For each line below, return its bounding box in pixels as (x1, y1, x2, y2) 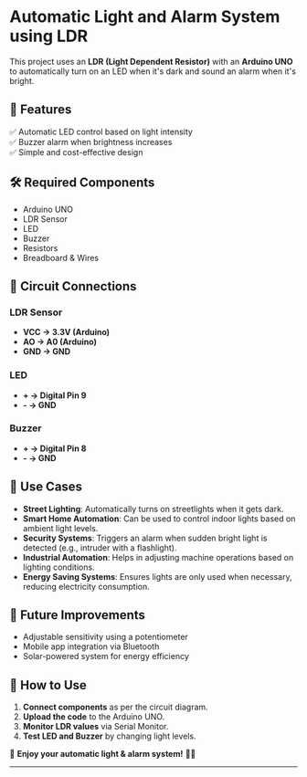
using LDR (9, 26, 89, 47)
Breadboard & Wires (22, 252, 99, 263)
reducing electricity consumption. (22, 581, 151, 592)
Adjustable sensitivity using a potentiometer (22, 632, 189, 643)
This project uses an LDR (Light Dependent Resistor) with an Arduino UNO (9, 56, 294, 67)
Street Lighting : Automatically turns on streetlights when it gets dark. (22, 503, 284, 514)
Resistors (22, 242, 58, 253)
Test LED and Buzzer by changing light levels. (22, 730, 196, 741)
